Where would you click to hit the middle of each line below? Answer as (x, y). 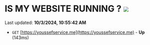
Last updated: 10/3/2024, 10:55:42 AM (45, 22)
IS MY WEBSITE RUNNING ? (63, 9)
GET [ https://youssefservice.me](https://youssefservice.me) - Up (78, 32)
